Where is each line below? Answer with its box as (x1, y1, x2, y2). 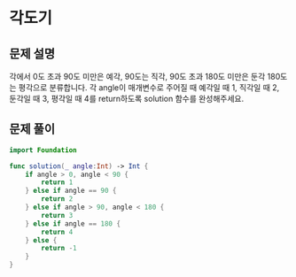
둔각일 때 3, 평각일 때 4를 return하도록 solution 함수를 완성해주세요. (9, 94, 245, 104)
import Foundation (9, 145, 77, 155)
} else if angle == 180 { (25, 219, 121, 228)
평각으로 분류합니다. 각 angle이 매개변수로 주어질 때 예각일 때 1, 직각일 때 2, (18, 82, 280, 93)
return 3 (41, 211, 74, 219)
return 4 (41, 227, 74, 236)
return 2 (41, 195, 74, 204)
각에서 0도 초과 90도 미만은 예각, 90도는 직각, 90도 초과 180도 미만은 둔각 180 (9, 72, 281, 81)
